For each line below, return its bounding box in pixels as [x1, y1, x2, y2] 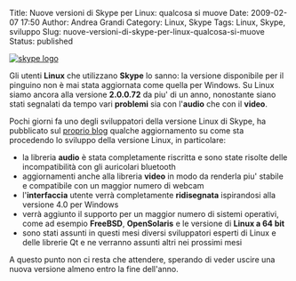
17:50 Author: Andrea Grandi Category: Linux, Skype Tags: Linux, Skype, [20, 17, 286, 28]
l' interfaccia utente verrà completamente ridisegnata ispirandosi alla [21, 190, 276, 200]
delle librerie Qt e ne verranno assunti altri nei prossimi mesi [21, 237, 243, 247]
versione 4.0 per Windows [21, 199, 119, 210]
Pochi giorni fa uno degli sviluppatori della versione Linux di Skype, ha [9, 116, 267, 126]
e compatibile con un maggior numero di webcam [21, 181, 204, 190]
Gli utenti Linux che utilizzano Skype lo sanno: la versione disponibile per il [9, 70, 284, 81]
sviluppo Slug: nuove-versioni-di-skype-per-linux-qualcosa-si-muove [9, 27, 265, 36]
